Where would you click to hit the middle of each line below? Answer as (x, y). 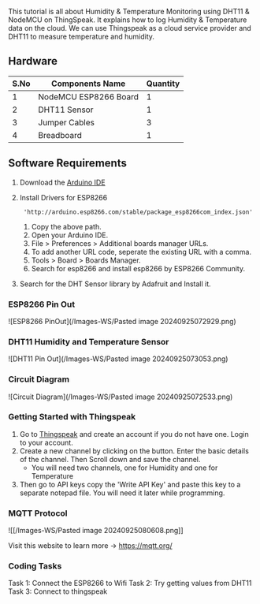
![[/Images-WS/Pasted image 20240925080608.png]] (96, 531)
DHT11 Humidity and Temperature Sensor (89, 341)
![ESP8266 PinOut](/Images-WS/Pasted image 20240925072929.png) (122, 321)
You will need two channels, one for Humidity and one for (124, 468)
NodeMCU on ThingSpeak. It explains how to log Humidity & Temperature (128, 20)
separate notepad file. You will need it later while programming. (122, 493)
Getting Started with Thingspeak (72, 417)
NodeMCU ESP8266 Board (89, 96)
